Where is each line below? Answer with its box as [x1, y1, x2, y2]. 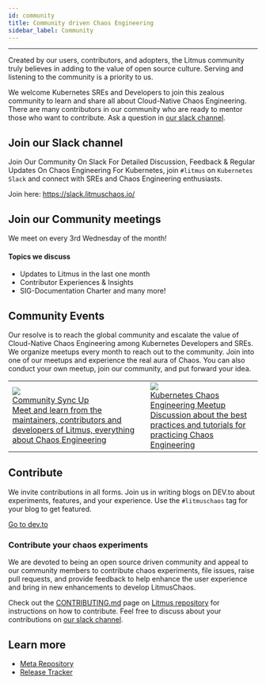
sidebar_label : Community [8, 26, 93, 34]
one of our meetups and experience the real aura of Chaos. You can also [8, 355, 245, 365]
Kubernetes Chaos [150, 390, 220, 401]
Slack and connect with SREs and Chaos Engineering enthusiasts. [8, 174, 223, 183]
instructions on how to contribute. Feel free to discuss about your [8, 606, 222, 616]
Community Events [8, 309, 105, 322]
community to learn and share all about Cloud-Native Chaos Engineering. [8, 96, 247, 106]
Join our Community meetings [8, 212, 161, 226]
